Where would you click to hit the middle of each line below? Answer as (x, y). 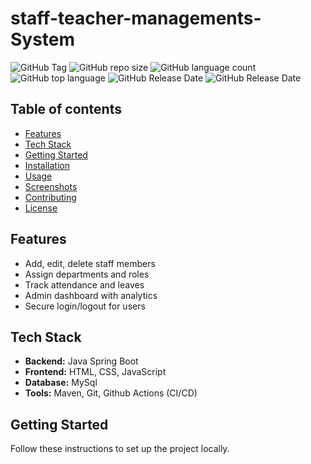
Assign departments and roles (87, 274)
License (41, 208)
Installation (47, 165)
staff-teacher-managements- (136, 18)
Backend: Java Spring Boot (81, 361)
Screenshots (51, 186)
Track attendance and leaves (84, 284)
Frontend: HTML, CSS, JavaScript (95, 372)
